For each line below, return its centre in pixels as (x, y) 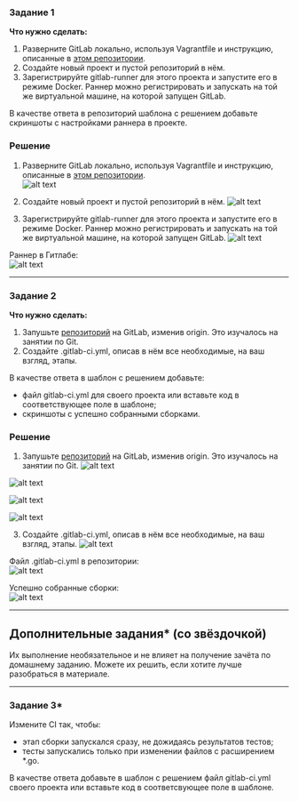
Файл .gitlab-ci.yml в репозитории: (74, 561)
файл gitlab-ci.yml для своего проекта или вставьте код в (130, 395)
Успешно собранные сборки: (64, 588)
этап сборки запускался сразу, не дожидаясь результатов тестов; (148, 742)
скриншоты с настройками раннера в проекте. (98, 123)
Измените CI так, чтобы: (55, 725)
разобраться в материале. (59, 674)
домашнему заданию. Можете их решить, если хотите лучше (125, 665)
